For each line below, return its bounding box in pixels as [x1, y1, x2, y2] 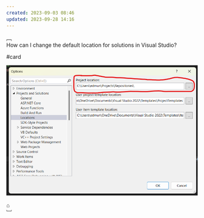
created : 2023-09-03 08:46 [6, 10, 75, 16]
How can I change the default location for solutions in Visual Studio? [6, 41, 177, 49]
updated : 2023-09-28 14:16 [6, 16, 75, 22]
